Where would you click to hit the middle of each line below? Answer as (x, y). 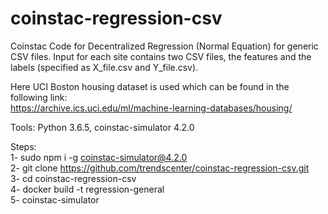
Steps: (23, 146)
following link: (39, 97)
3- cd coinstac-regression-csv (73, 178)
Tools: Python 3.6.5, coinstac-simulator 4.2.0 (102, 127)
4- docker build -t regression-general (87, 189)
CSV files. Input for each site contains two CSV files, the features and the (161, 56)
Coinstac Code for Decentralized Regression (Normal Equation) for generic (164, 46)
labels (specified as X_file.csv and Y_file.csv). (104, 67)
